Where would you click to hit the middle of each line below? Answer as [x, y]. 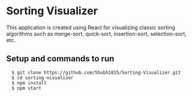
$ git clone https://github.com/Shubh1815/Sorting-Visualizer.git [96, 73]
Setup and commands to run [60, 59]
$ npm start [27, 88]
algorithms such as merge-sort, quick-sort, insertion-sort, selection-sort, [97, 33]
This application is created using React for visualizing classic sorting [91, 27]
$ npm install [29, 83]
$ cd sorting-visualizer [43, 78]
